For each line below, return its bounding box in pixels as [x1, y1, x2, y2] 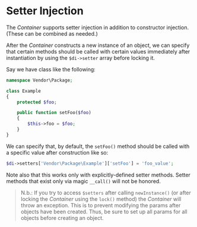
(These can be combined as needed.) [6, 30, 98, 37]
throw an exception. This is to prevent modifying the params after [20, 201, 181, 209]
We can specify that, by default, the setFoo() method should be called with [6, 143, 190, 150]
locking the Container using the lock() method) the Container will [20, 195, 182, 203]
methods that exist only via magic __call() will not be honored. [6, 177, 161, 185]
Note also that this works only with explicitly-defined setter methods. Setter [6, 171, 191, 178]
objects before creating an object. [20, 214, 104, 221]
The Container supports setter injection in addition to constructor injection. [6, 24, 189, 31]
